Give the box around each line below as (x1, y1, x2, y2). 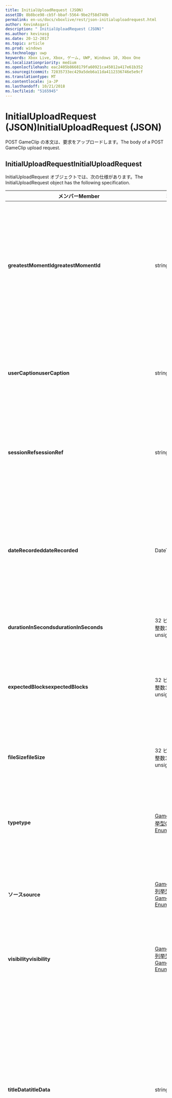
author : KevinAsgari (5, 22, 50, 27)
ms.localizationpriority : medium (5, 60, 77, 65)
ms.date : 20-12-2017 (5, 36, 50, 42)
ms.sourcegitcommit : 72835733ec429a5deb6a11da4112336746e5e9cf (5, 70, 143, 75)
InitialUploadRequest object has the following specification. (5, 180, 131, 186)
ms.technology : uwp (5, 50, 47, 55)
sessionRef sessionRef (8, 449, 64, 456)
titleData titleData (8, 1086, 51, 1093)
